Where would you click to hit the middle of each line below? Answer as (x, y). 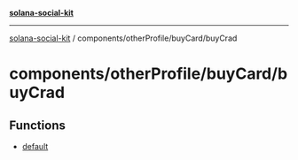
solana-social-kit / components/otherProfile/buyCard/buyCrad (123, 38)
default (35, 146)
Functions (38, 125)
